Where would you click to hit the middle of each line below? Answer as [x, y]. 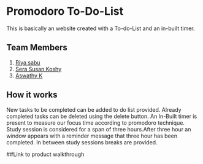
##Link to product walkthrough [45, 154]
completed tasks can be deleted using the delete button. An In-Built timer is [102, 116]
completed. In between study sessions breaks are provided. [82, 142]
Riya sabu [28, 62]
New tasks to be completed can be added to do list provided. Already [94, 109]
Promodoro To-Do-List [65, 11]
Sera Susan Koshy [38, 69]
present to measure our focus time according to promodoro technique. [96, 123]
